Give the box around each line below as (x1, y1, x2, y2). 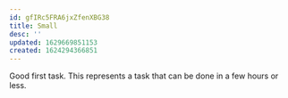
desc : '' (9, 29, 42, 38)
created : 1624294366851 (9, 46, 98, 55)
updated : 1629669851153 (9, 37, 98, 47)
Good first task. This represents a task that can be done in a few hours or (9, 70, 279, 81)
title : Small (9, 21, 58, 30)
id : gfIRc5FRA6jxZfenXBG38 (9, 12, 110, 22)
